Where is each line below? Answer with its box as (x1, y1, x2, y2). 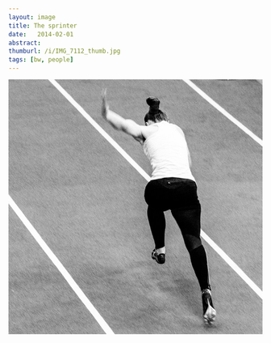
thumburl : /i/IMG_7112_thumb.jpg (8, 47, 121, 56)
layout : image (8, 13, 56, 21)
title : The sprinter (8, 21, 78, 30)
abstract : (8, 39, 42, 47)
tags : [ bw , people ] (8, 56, 74, 64)
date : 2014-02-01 (8, 30, 74, 38)
